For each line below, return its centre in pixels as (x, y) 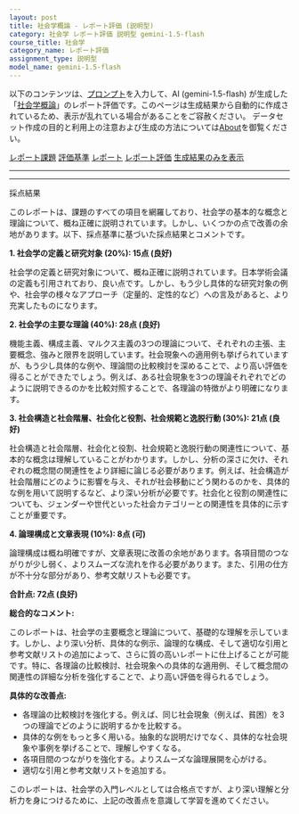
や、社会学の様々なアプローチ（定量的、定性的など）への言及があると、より (149, 294)
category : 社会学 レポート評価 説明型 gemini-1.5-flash (107, 34)
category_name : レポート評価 (59, 51)
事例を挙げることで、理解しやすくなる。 (112, 748)
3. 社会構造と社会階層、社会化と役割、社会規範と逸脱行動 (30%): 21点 (138, 418)
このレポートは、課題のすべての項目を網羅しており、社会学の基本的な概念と (149, 211)
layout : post (33, 17)
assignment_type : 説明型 (53, 59)
